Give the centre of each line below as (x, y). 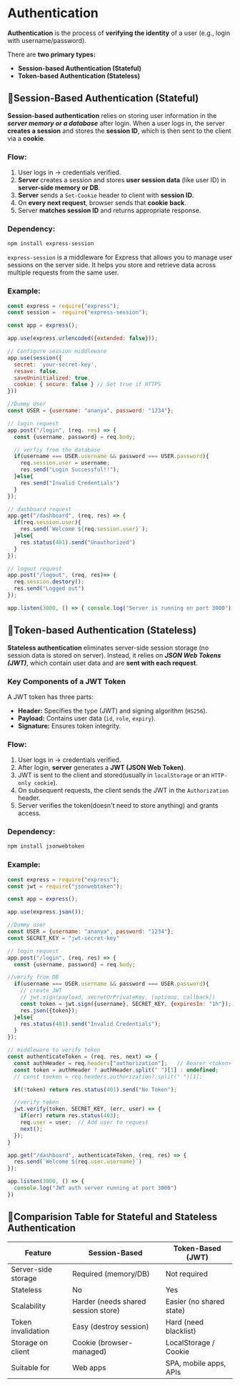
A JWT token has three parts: (51, 697)
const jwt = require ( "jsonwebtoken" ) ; (65, 886)
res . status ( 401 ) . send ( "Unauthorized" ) (78, 542)
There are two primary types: (52, 54)
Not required (187, 1274)
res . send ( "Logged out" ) (49, 589)
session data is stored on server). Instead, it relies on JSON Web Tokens (114, 655)
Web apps (89, 1367)
